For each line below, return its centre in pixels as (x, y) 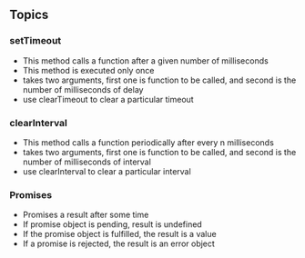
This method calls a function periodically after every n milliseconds (148, 142)
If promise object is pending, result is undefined (112, 224)
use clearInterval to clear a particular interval (107, 171)
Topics (29, 15)
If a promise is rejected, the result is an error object (119, 243)
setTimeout (36, 41)
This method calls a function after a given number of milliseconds (145, 60)
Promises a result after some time (86, 215)
